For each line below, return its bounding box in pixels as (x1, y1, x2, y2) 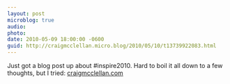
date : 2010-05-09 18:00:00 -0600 (7, 36, 105, 43)
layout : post (7, 10, 45, 17)
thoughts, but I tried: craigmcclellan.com (7, 69, 123, 77)
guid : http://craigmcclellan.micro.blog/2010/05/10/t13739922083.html (7, 42, 217, 49)
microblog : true (7, 17, 54, 24)
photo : (7, 29, 26, 37)
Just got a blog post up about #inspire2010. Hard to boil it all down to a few (7, 62, 223, 69)
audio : (7, 23, 26, 30)
